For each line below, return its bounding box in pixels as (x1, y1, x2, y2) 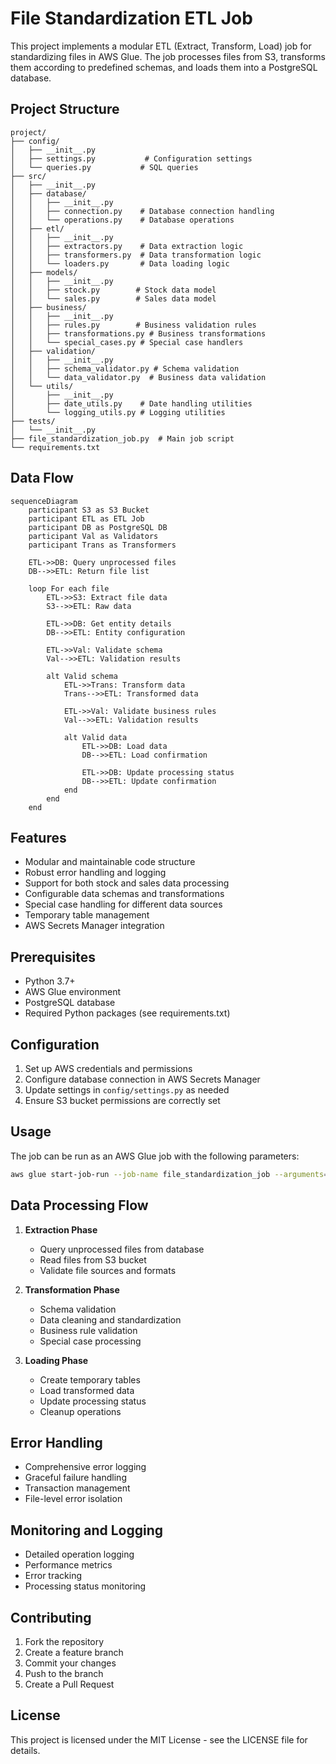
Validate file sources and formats (39, 1264, 177, 1276)
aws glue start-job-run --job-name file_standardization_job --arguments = (10, 1169, 329, 1179)
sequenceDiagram (10, 496, 78, 506)
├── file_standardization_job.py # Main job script (10, 433, 235, 444)
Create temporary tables (39, 1373, 141, 1386)
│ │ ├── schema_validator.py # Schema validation (10, 363, 240, 374)
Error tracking (24, 1570, 82, 1582)
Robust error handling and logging (24, 867, 167, 879)
